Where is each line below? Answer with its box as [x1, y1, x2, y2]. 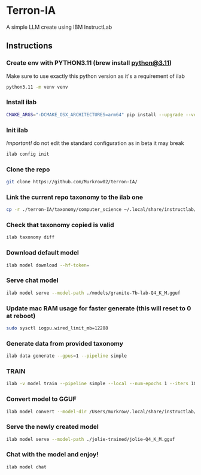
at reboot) [6, 311, 36, 320]
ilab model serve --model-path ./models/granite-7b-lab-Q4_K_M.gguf [6, 290, 181, 296]
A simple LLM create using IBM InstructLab [6, 23, 112, 31]
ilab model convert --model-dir [6, 409, 87, 415]
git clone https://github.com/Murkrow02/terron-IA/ [6, 179, 138, 185]
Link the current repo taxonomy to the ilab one [6, 193, 144, 201]
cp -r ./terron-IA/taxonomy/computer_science [6, 207, 121, 213]
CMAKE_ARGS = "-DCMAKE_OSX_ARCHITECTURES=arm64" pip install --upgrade [6, 111, 184, 117]
